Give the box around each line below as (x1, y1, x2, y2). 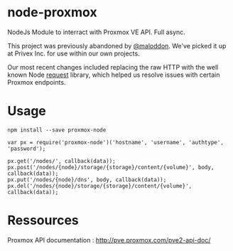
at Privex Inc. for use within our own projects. (7, 49, 140, 58)
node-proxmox (7, 4, 97, 21)
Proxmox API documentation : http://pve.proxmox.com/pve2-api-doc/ (7, 235, 211, 244)
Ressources (7, 213, 80, 228)
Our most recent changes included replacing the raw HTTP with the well (7, 63, 219, 71)
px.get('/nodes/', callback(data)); (7, 157, 116, 164)
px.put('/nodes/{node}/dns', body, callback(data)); (7, 176, 167, 183)
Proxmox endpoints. (7, 78, 66, 86)
